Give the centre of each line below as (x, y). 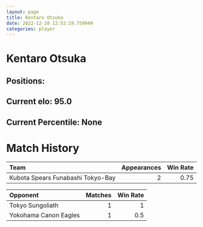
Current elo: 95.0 (39, 101)
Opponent (24, 195)
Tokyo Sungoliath (34, 205)
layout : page (23, 12)
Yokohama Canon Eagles (45, 215)
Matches (98, 195)
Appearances (141, 167)
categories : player (31, 29)
